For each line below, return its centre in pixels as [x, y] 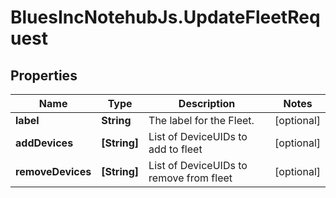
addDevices [44, 143]
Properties [44, 75]
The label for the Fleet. [201, 120]
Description [207, 103]
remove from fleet [190, 178]
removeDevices [53, 171]
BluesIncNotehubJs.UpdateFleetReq [165, 17]
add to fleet [175, 149]
